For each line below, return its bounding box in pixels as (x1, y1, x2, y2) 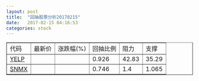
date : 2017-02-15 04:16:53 (6, 20, 78, 25)
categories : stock (6, 25, 52, 31)
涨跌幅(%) (57, 45, 86, 53)
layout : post (6, 8, 38, 15)
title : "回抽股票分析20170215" (6, 14, 81, 20)
